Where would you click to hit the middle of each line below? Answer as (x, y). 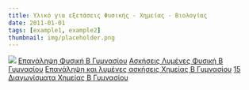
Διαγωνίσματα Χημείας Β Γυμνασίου (68, 78)
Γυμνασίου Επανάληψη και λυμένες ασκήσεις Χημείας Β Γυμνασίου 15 (125, 69)
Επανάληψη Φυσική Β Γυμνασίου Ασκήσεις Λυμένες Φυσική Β (121, 61)
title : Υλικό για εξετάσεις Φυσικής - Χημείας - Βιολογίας (108, 15)
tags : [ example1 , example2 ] (55, 30)
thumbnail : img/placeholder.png (61, 37)
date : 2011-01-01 (37, 23)
